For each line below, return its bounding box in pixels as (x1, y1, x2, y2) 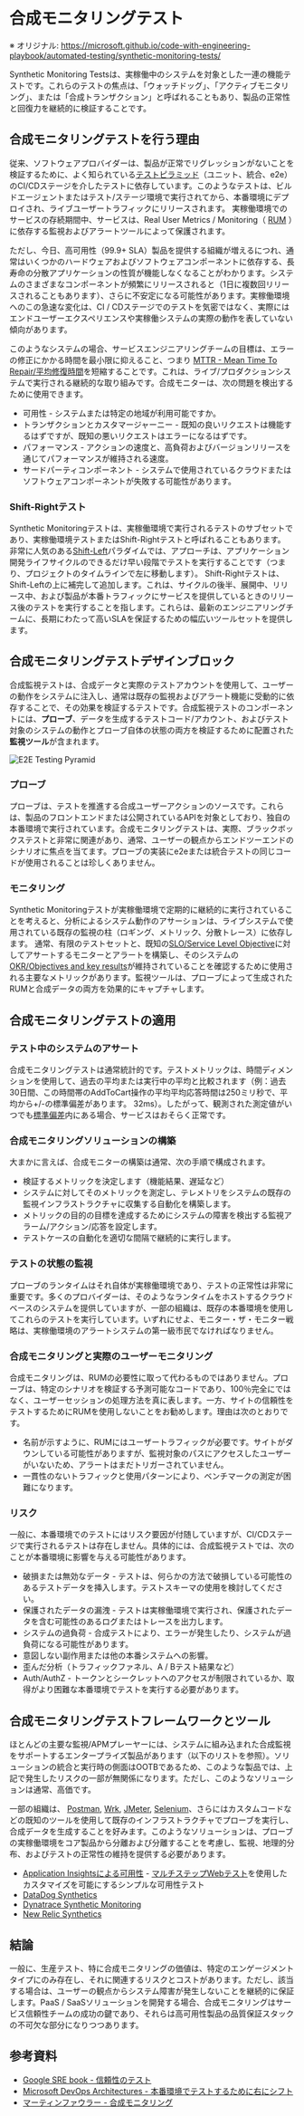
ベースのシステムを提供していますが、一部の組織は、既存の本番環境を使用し (9, 1302, 294, 1313)
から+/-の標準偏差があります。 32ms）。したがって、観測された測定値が (16, 1098, 285, 1109)
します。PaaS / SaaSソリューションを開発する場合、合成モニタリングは (9, 1996, 276, 2007)
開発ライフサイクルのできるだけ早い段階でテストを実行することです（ (9, 557, 271, 568)
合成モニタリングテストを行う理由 (9, 132, 200, 148)
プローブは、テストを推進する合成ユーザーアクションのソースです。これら (9, 800, 285, 811)
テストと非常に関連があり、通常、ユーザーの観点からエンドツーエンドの (24, 835, 294, 846)
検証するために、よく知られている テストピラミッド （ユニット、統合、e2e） (9, 168, 292, 179)
